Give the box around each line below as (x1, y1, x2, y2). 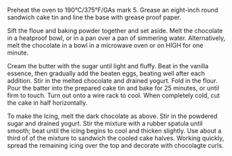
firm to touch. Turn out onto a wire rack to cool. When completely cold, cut (7, 91, 220, 99)
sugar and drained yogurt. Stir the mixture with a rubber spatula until (7, 119, 203, 127)
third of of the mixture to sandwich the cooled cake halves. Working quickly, (7, 134, 224, 142)
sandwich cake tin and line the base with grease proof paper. (7, 13, 181, 21)
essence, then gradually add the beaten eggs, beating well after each (7, 69, 206, 77)
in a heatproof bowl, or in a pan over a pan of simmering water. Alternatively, (7, 34, 226, 42)
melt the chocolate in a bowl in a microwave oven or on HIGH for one (7, 41, 204, 49)
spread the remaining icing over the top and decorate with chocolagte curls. (7, 142, 224, 149)
